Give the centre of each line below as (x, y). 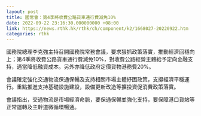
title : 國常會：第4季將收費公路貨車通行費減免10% (61, 17)
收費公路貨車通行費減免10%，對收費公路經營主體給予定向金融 (112, 59)
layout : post (22, 12)
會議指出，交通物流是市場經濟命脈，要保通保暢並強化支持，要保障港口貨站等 (100, 100)
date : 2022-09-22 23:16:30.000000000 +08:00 (63, 23)
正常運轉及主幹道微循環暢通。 (43, 107)
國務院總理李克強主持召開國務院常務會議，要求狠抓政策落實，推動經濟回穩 (98, 52)
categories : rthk (28, 34)
